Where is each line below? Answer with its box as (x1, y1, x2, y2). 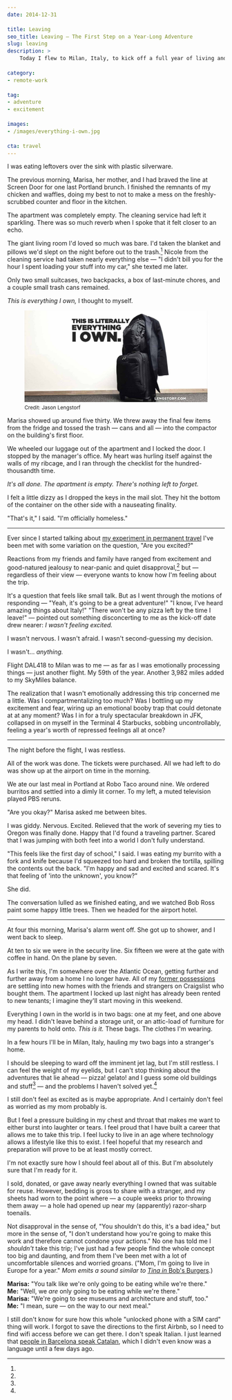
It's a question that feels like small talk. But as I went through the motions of (7, 591, 222, 600)
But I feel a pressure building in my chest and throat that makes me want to (7, 1116, 221, 1124)
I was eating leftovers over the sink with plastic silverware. (7, 163, 173, 171)
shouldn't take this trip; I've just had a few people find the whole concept (7, 1244, 215, 1253)
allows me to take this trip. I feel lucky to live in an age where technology (7, 1131, 214, 1139)
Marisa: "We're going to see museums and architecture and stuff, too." (7, 1294, 209, 1303)
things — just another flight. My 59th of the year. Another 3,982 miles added (7, 668, 224, 676)
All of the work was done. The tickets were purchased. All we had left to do (7, 759, 221, 767)
